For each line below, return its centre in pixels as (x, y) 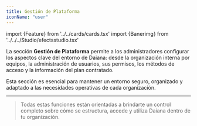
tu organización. (40, 117)
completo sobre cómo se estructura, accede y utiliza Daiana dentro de (105, 110)
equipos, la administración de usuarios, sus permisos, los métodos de (90, 64)
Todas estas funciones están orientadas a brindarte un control (96, 104)
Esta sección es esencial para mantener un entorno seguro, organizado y (94, 81)
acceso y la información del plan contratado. (60, 70)
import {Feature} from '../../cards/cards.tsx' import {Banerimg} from (87, 33)
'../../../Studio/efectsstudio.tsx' (43, 40)
